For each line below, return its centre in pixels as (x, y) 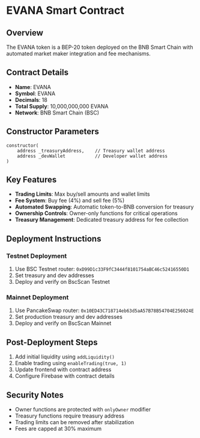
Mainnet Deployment (38, 298)
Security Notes (35, 395)
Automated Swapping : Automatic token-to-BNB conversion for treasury (104, 207)
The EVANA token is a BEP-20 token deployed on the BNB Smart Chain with (100, 47)
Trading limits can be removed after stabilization (74, 422)
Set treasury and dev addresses (54, 275)
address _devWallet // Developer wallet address (92, 156)
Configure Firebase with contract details (65, 376)
